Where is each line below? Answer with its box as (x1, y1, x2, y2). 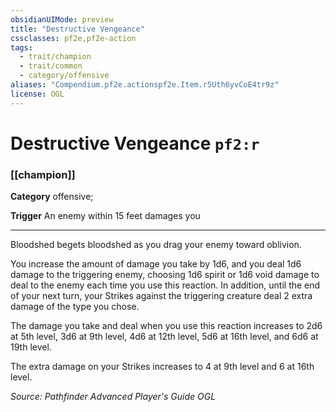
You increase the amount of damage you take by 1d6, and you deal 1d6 (10, 258, 302, 270)
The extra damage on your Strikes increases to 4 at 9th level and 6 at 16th (10, 361, 315, 373)
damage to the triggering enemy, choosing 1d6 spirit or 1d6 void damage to (10, 269, 320, 281)
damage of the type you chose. (10, 301, 140, 313)
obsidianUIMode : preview (10, 14, 114, 25)
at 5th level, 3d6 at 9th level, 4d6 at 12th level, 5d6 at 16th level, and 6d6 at (10, 331, 319, 343)
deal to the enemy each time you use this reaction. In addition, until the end (10, 279, 321, 291)
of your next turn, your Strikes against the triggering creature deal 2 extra (10, 290, 313, 302)
